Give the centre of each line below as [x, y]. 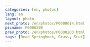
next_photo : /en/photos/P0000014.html [45, 23]
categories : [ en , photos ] [32, 10]
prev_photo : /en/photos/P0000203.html [45, 32]
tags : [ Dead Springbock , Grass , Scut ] [45, 37]
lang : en [14, 14]
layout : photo [20, 19]
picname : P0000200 [24, 28]
